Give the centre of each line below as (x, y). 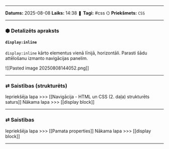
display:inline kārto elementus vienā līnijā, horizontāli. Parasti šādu (76, 53)
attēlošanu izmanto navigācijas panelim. (47, 58)
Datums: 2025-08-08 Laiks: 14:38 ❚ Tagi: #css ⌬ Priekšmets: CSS (75, 13)
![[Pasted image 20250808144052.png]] (47, 68)
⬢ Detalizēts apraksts (32, 31)
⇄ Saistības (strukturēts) (36, 86)
